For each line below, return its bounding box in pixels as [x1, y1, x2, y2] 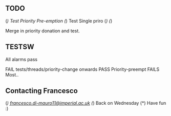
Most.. [5, 71, 19, 78]
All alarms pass [5, 56, 37, 62]
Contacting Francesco [5, 87, 78, 95]
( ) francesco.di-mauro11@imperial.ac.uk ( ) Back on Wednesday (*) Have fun [5, 100, 166, 106]
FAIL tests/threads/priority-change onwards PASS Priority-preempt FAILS [5, 66, 160, 72]
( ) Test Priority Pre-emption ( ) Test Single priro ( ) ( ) [5, 17, 113, 24]
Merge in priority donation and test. [5, 28, 80, 34]
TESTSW [5, 43, 34, 51]
